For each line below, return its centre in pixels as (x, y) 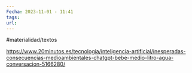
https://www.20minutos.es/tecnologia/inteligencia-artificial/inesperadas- (96, 51)
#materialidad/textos (32, 40)
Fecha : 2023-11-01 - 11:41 (40, 12)
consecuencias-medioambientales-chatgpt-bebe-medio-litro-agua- (90, 58)
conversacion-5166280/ (36, 64)
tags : (13, 17)
